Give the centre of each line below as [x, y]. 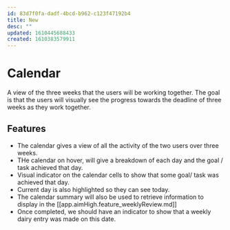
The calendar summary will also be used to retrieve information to [111, 197]
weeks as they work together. [49, 107]
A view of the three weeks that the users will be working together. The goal [114, 93]
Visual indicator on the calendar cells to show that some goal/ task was [118, 175]
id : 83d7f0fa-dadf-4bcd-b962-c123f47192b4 [69, 13]
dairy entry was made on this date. [66, 219]
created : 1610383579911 [41, 39]
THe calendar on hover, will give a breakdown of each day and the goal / [120, 160]
